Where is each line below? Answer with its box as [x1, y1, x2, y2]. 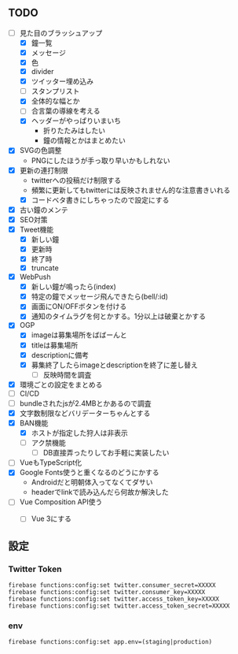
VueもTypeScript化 [19, 458, 82, 467]
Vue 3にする [31, 514, 72, 523]
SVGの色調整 [19, 146, 62, 155]
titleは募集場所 [31, 340, 79, 350]
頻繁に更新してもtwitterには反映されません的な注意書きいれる [31, 185, 231, 195]
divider [31, 67, 54, 76]
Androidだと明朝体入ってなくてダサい [31, 477, 153, 487]
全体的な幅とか [31, 96, 80, 106]
